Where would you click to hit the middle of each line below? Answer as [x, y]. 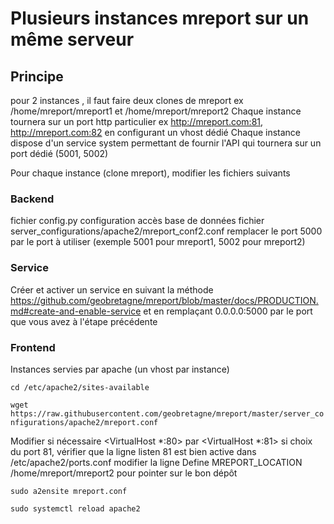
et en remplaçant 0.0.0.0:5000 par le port [228, 311]
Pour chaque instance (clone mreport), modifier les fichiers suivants [150, 173]
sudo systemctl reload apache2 [75, 508]
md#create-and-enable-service [76, 311]
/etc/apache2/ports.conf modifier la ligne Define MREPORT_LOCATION [156, 462]
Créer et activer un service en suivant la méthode [112, 289]
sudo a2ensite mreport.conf [69, 491]
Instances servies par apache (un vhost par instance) [120, 369]
